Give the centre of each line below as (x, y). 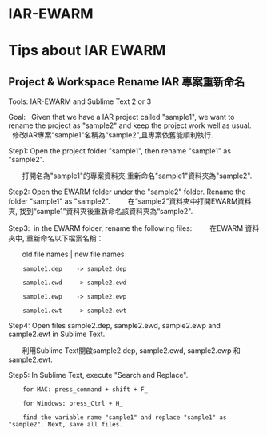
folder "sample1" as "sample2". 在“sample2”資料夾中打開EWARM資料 (130, 201)
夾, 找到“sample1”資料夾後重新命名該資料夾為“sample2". (101, 212)
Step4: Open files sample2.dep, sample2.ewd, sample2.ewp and (115, 326)
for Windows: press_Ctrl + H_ (73, 404)
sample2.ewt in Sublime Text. (57, 334)
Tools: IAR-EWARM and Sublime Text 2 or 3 (80, 101)
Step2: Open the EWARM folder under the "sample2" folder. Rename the (127, 192)
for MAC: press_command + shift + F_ (86, 390)
